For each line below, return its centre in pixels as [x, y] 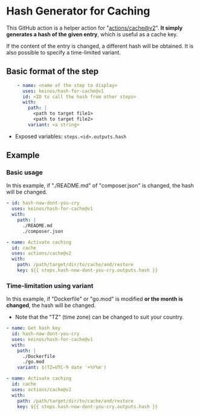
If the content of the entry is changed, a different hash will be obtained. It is [100, 46]
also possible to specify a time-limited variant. [63, 52]
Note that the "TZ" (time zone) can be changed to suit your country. [99, 317]
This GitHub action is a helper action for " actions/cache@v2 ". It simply [95, 28]
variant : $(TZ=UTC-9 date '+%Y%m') [62, 368]
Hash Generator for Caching [78, 11]
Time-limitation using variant [50, 285]
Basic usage [25, 172]
